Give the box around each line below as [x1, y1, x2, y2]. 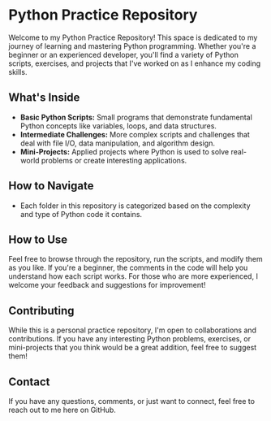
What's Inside [8, 91, 80, 105]
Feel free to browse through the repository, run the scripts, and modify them [8, 254, 263, 264]
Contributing [8, 303, 75, 318]
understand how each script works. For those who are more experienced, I [8, 271, 258, 281]
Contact [8, 375, 50, 388]
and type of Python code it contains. [19, 209, 143, 219]
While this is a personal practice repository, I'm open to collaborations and [8, 325, 257, 335]
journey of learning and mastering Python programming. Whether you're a [8, 41, 256, 50]
